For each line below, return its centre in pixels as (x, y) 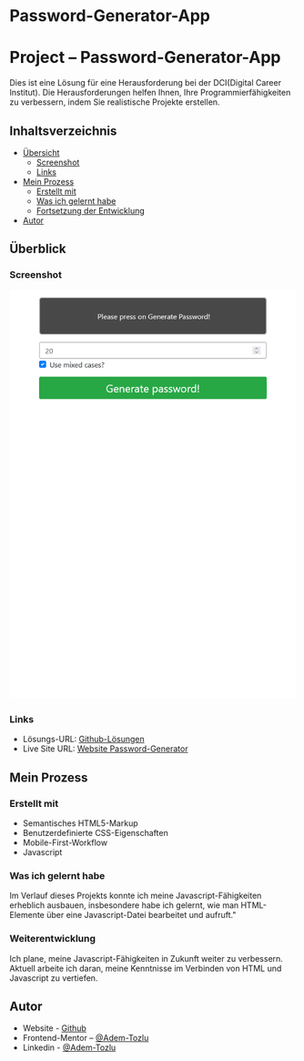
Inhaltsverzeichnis (63, 131)
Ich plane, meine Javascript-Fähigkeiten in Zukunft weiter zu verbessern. (147, 958)
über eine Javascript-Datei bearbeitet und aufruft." (142, 915)
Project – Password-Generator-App (145, 58)
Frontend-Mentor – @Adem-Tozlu (86, 1038)
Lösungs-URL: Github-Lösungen (84, 740)
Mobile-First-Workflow (65, 842)
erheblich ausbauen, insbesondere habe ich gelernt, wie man (124, 905)
